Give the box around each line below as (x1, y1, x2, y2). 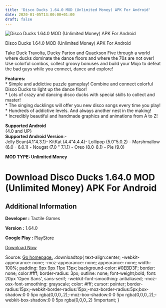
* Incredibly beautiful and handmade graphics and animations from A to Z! (5, 113, 158, 119)
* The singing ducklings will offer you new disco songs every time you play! (5, 102, 161, 109)
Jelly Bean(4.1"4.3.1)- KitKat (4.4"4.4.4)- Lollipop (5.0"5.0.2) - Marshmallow (5, 139, 160, 145)
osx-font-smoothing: (5, 281, 48, 287)
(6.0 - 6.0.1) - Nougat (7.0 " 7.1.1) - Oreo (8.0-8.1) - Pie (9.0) (5, 144, 125, 150)
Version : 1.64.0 (5, 225, 38, 231)
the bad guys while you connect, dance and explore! (5, 66, 113, 72)
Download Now (5, 245, 37, 251)
